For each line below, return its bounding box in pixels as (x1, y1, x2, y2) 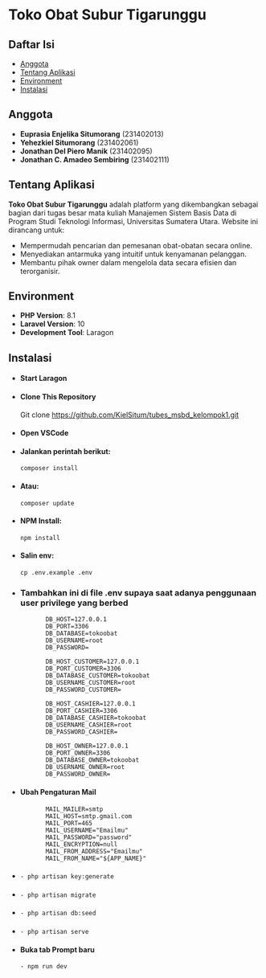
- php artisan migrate (19, 890, 96, 899)
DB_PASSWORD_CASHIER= (45, 728, 118, 736)
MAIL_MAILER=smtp (45, 805, 104, 813)
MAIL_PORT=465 (45, 819, 92, 827)
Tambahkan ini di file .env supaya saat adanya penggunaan (19, 587, 257, 598)
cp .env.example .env (19, 569, 92, 577)
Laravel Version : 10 (19, 319, 85, 329)
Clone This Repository (19, 392, 96, 402)
